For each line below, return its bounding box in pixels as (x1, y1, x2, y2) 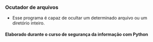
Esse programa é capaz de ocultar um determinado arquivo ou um (12, 15, 148, 21)
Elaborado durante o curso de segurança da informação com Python (5, 31, 149, 37)
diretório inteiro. (12, 20, 45, 26)
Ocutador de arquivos (5, 4, 59, 11)
